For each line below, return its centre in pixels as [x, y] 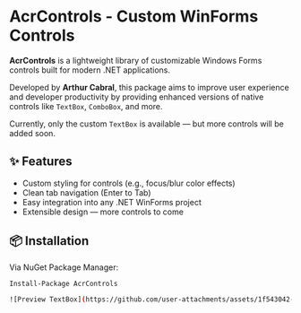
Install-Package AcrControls [64, 283]
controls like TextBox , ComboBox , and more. [86, 106]
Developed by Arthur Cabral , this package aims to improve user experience [149, 87]
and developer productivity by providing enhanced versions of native [137, 97]
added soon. [33, 133]
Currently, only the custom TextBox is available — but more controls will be [146, 124]
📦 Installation [49, 241]
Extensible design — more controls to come [103, 212]
